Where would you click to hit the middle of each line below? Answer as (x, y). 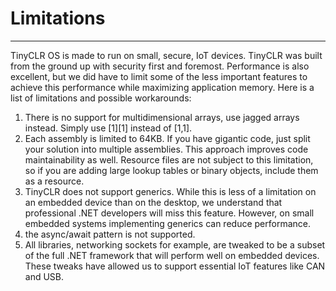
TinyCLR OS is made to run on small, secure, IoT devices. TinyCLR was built (166, 55)
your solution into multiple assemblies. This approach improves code (166, 149)
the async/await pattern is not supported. (110, 234)
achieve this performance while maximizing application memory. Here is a (162, 87)
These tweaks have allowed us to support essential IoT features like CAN (175, 266)
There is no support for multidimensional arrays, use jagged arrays (162, 117)
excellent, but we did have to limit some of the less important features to (159, 76)
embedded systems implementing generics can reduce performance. (167, 223)
